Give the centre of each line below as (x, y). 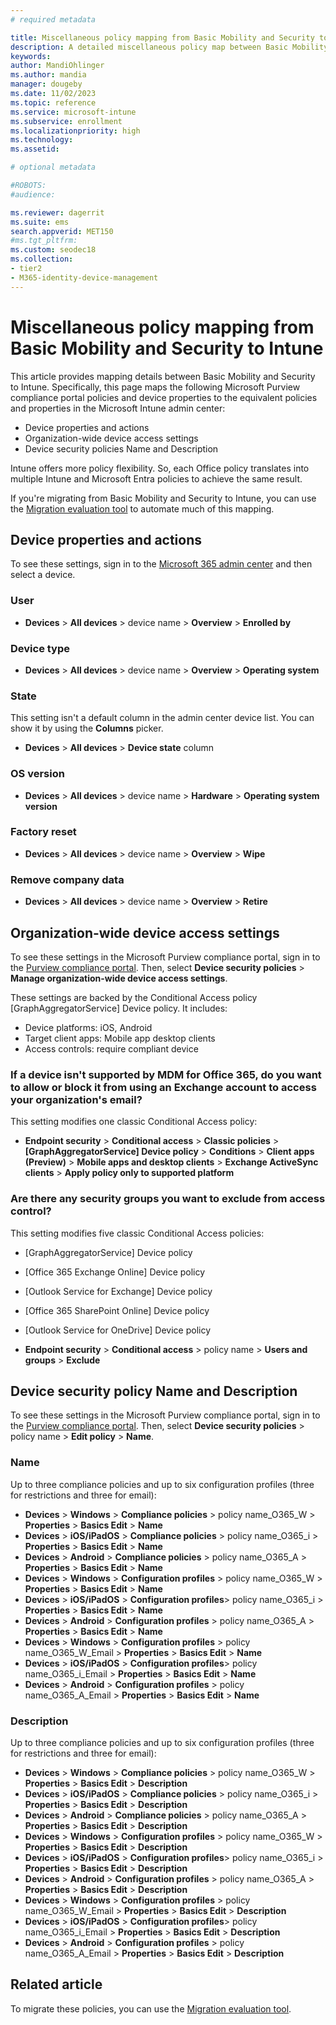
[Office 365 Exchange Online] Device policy (115, 1272)
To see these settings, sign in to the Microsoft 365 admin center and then (161, 564)
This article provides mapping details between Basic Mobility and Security (163, 376)
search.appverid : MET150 (62, 231)
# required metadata (53, 19)
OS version (37, 774)
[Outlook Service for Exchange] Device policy (118, 1291)
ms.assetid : (35, 149)
